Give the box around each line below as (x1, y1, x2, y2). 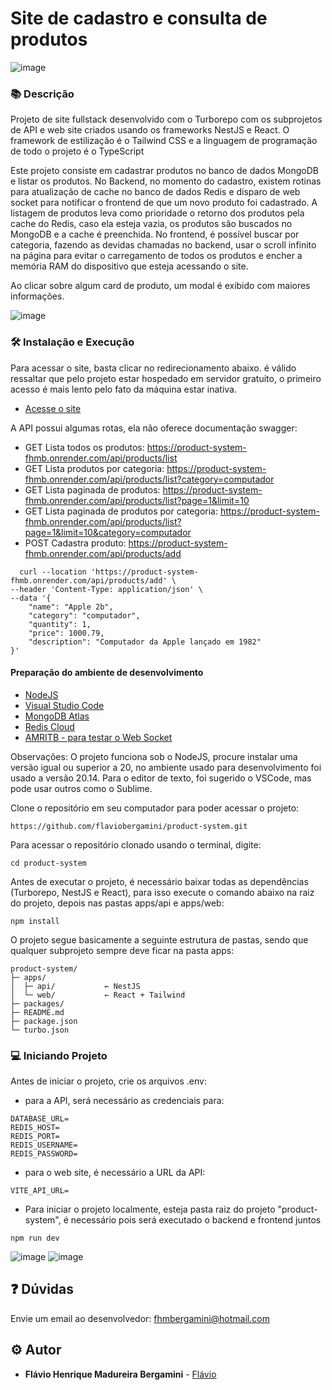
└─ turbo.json (10, 1025, 70, 1035)
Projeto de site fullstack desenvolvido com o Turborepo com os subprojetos (10, 113, 323, 126)
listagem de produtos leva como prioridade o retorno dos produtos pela (10, 207, 305, 219)
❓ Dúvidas (10, 1281, 75, 1298)
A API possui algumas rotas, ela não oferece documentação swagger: (10, 422, 298, 434)
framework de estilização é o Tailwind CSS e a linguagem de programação (10, 135, 318, 147)
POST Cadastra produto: (24, 537, 127, 549)
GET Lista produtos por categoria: (24, 462, 165, 474)
